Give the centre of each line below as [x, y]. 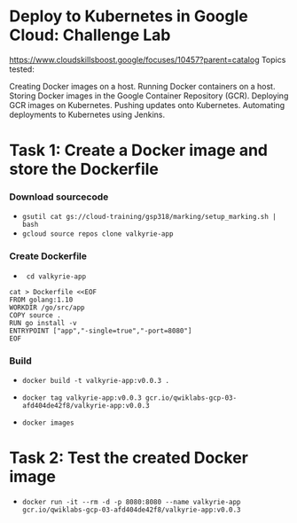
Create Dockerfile [48, 256]
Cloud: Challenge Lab [90, 35]
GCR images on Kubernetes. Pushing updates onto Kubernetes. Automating [147, 105]
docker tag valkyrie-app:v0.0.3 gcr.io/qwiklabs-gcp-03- [129, 398]
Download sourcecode [59, 197]
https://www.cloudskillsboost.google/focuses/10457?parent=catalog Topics [148, 59]
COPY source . [35, 315]
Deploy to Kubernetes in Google [129, 16]
